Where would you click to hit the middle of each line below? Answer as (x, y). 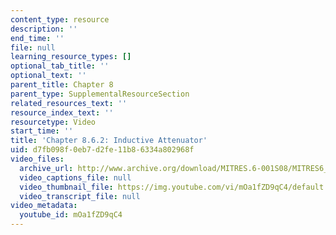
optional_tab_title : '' (60, 66)
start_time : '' (42, 131)
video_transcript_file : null (80, 196)
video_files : (37, 159)
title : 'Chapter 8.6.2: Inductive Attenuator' (109, 141)
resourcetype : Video (53, 122)
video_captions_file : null (75, 177)
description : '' (44, 29)
